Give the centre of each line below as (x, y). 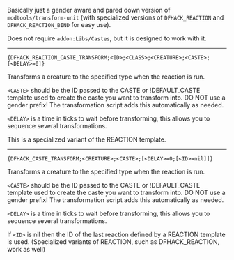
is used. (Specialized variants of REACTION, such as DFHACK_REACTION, (114, 242)
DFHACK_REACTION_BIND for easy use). (59, 25)
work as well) (26, 249)
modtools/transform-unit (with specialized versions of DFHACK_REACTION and (116, 17)
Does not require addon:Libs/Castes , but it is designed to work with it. (107, 38)
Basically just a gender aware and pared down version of (89, 10)
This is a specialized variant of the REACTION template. (87, 139)
